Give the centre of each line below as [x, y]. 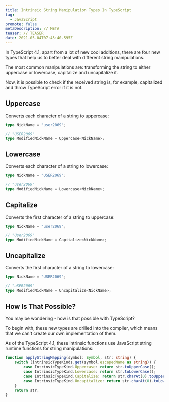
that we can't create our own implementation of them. [61, 333]
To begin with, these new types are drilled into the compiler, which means [81, 328]
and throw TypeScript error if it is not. [44, 87]
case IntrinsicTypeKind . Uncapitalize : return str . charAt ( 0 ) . [89, 381]
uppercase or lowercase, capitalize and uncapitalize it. [62, 72]
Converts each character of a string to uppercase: [57, 116]
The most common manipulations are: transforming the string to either [78, 67]
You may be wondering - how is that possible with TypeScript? [70, 318]
